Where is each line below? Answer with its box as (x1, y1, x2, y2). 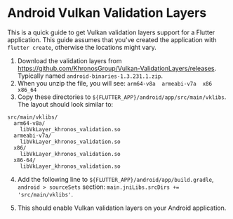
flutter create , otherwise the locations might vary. (7, 43, 157, 51)
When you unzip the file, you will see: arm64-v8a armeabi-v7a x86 (17, 79, 213, 87)
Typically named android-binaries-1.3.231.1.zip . (17, 72, 164, 80)
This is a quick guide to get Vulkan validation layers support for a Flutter (7, 28, 215, 36)
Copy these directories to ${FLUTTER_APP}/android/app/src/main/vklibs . (17, 93, 227, 101)
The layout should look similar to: (17, 100, 114, 108)
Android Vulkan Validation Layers (7, 5, 207, 21)
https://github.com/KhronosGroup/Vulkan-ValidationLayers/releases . (17, 64, 216, 72)
